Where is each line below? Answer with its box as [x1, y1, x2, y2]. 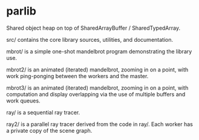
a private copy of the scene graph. [6, 127, 93, 134]
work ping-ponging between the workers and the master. [6, 72, 149, 79]
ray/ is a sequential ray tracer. [6, 108, 80, 116]
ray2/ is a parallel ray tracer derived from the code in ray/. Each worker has [6, 120, 194, 128]
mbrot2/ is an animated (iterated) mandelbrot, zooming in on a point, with [6, 65, 189, 73]
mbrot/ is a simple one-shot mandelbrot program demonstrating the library [6, 47, 192, 55]
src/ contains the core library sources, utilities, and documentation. [6, 36, 174, 43]
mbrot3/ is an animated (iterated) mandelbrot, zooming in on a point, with [6, 84, 189, 92]
